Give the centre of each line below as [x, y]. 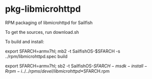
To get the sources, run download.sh [42, 32]
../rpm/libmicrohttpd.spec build [36, 56]
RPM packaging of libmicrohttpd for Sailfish [49, 23]
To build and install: [25, 41]
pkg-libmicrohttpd [43, 9]
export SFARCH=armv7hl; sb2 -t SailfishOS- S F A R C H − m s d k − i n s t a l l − [76, 66]
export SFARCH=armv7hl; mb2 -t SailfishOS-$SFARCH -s [63, 51]
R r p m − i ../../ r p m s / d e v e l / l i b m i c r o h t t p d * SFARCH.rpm [57, 71]
